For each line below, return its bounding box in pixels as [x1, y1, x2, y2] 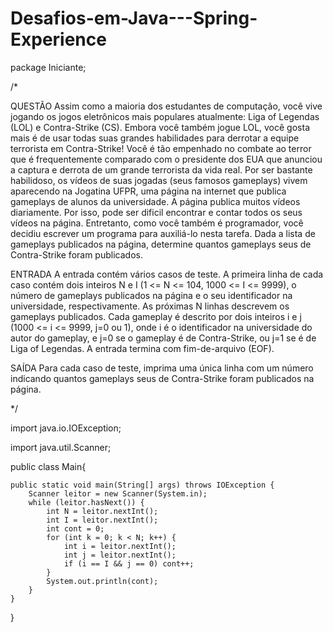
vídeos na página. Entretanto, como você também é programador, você [10, 217, 304, 229]
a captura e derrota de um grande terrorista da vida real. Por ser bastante [10, 163, 313, 176]
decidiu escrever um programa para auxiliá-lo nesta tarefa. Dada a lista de [10, 227, 316, 239]
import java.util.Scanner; [10, 441, 112, 453]
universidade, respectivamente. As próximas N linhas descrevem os [10, 300, 290, 312]
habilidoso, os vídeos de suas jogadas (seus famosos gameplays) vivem [10, 174, 308, 186]
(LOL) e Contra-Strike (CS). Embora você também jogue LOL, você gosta [10, 121, 310, 133]
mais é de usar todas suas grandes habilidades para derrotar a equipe [10, 132, 300, 144]
